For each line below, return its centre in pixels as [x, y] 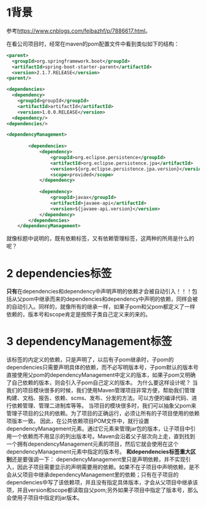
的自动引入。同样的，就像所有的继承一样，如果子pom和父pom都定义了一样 [101, 307]
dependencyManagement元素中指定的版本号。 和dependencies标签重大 [99, 452]
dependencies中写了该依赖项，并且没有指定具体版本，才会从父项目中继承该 [102, 482]
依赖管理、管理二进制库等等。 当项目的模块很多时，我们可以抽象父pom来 [104, 406]
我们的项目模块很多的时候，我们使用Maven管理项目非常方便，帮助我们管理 [101, 390]
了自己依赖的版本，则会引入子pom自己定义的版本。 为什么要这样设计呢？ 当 [102, 383]
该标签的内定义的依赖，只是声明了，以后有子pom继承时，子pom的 [90, 360]
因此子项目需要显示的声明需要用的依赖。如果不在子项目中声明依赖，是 [105, 467]
